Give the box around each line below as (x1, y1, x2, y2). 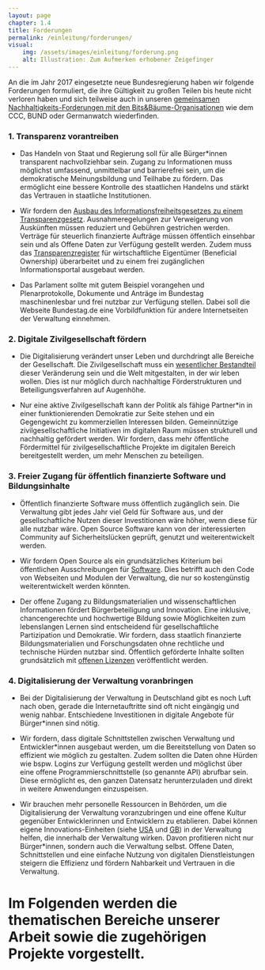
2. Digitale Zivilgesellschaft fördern (8, 334, 147, 345)
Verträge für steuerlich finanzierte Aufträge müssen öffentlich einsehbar (19, 231, 256, 241)
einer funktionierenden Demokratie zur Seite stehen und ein (19, 409, 215, 419)
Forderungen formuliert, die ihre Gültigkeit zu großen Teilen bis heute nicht (8, 85, 252, 95)
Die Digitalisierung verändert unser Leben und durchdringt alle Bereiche (19, 351, 255, 361)
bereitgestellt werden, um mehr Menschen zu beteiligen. (19, 451, 204, 460)
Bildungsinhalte (8, 480, 70, 491)
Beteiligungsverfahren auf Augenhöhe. (19, 385, 146, 395)
